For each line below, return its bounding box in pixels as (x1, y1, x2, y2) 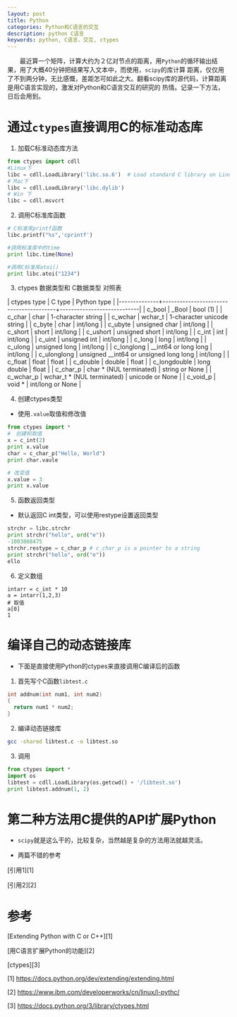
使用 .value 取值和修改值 (17, 409, 87, 418)
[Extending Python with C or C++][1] (7, 932, 113, 941)
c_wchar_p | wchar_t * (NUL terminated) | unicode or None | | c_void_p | (7, 373, 217, 381)
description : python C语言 (7, 30, 85, 37)
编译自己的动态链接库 (7, 637, 132, 653)
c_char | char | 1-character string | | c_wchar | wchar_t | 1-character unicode (7, 313, 229, 321)
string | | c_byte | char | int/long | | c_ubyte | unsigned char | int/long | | (7, 320, 214, 328)
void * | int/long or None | (7, 380, 81, 388)
